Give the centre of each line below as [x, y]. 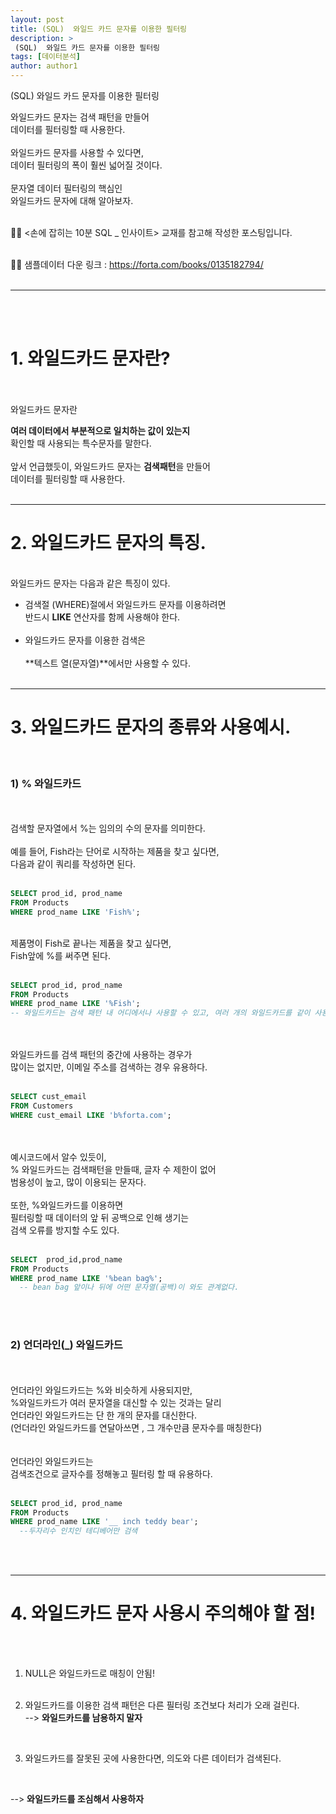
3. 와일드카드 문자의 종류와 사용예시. [151, 727]
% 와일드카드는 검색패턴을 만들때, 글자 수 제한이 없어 [113, 1169]
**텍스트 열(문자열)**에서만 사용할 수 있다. [107, 663]
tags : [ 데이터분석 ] [46, 57]
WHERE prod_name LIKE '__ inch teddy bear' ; [104, 1522]
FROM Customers [42, 1106]
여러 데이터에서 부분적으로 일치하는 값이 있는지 [100, 430]
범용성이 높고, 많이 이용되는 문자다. [78, 1182]
